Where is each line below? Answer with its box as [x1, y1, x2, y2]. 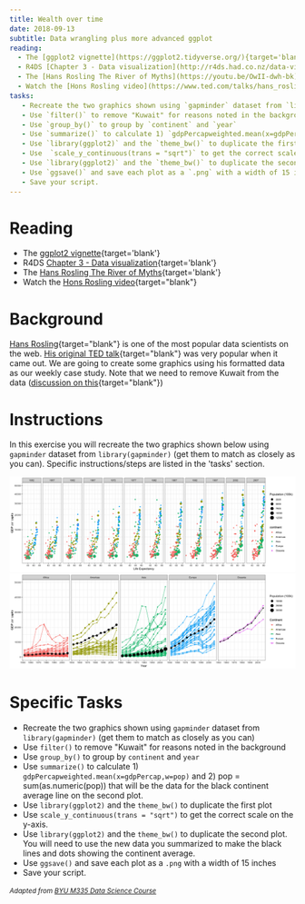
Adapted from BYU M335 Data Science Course [9, 886, 157, 895]
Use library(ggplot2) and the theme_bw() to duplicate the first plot [22, 800, 272, 810]
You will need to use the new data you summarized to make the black [22, 838, 282, 849]
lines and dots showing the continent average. [22, 848, 196, 859]
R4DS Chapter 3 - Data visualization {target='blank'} [22, 257, 218, 268]
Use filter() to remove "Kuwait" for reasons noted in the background [22, 741, 286, 752]
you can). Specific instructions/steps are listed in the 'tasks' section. [9, 459, 265, 470]
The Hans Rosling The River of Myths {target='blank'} [22, 267, 221, 278]
